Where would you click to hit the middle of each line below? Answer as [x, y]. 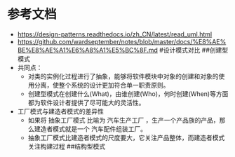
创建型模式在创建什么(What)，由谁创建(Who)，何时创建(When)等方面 [128, 94]
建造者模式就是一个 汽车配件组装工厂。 [90, 129]
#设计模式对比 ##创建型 [194, 50]
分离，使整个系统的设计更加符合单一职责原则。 [102, 85]
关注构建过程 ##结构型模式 [67, 146]
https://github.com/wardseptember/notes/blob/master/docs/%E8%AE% [122, 41]
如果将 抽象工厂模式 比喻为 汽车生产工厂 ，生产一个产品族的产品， [123, 120]
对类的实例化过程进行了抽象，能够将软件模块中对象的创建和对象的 [123, 76]
